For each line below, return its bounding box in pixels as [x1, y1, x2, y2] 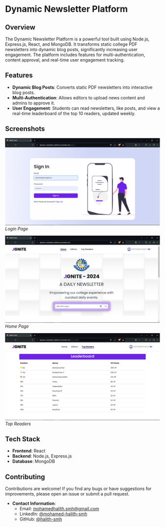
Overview [5, 23, 36, 31]
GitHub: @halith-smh [19, 516, 62, 522]
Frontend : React [12, 448, 46, 454]
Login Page [5, 225, 28, 232]
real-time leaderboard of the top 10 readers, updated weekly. [12, 110, 136, 116]
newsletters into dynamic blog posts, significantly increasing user [5, 47, 138, 52]
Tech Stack [5, 435, 40, 443]
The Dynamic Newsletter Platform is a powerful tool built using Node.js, [5, 36, 150, 42]
